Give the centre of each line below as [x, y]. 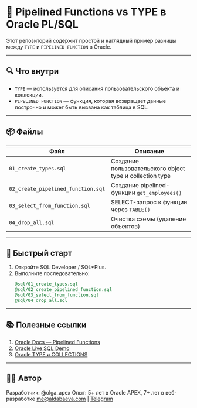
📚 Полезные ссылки [46, 325]
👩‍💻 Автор [24, 378]
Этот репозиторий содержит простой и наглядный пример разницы [91, 40]
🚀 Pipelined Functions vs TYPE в [86, 12]
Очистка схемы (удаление [148, 219]
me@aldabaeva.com [61, 399]
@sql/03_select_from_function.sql [57, 295]
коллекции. [29, 95]
